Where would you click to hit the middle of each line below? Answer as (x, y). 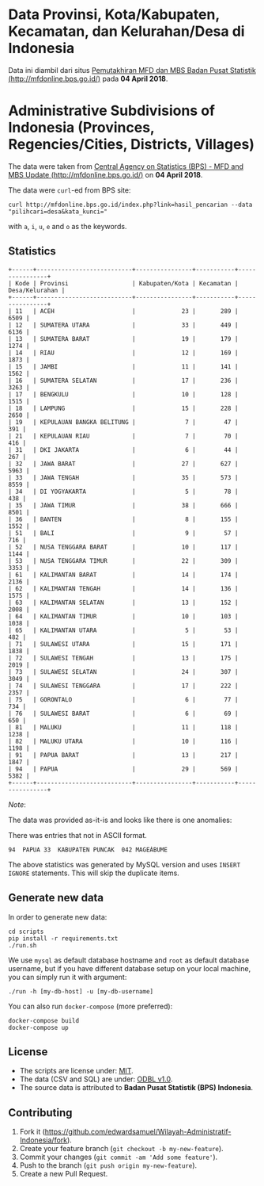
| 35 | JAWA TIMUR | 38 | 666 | (123, 505)
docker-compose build (44, 1020)
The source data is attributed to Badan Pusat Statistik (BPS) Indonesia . (136, 1088)
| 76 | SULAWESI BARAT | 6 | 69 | (123, 714)
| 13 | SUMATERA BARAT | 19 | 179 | (123, 339)
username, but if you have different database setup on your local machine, (130, 968)
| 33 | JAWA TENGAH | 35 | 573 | (123, 477)
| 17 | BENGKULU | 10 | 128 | (123, 394)
